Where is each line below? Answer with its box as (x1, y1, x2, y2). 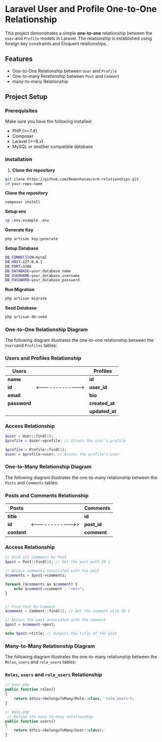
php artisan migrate (5, 296, 47, 301)
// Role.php (5, 710, 29, 714)
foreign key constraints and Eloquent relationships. (5, 40, 108, 46)
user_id (89, 384, 107, 390)
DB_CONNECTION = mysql (5, 255, 47, 260)
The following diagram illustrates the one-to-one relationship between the (5, 337, 154, 343)
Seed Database (5, 305, 37, 311)
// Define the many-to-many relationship (7, 714, 93, 719)
